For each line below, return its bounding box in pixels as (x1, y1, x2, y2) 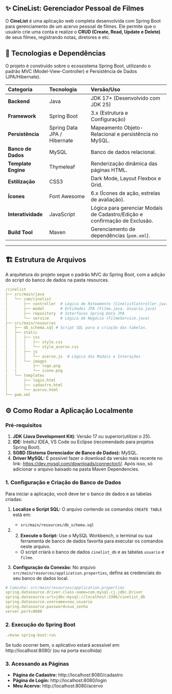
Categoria (8, 86, 33, 93)
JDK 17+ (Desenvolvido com (91, 95, 160, 102)
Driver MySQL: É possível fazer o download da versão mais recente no (12, 455, 163, 461)
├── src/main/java (5, 292, 45, 297)
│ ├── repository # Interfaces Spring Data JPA (5, 311, 125, 316)
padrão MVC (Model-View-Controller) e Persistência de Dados (5, 68, 137, 74)
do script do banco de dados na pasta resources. (5, 277, 110, 283)
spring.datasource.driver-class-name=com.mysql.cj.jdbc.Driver (5, 590, 143, 595)
